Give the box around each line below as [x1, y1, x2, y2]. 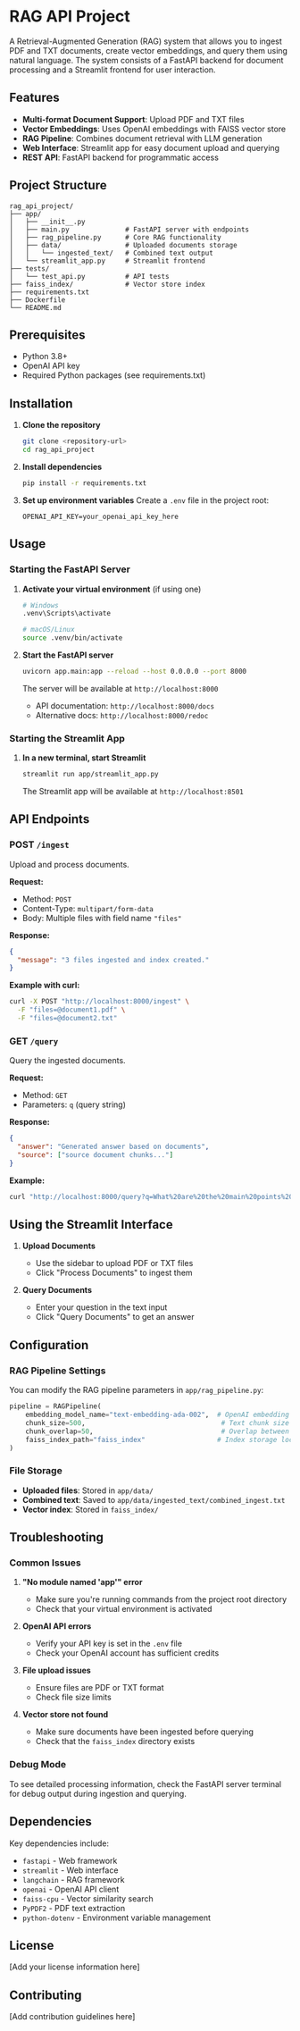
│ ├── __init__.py [9, 217, 87, 226]
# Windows [21, 600, 60, 609]
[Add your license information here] [9, 1961, 140, 1972]
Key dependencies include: [9, 1838, 110, 1849]
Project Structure [9, 178, 107, 193]
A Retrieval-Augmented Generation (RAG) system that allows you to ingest [9, 36, 283, 46]
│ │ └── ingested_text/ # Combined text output [9, 248, 214, 257]
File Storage [9, 1465, 62, 1477]
